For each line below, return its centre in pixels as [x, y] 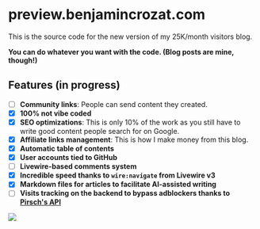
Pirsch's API [40, 202]
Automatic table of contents [67, 149]
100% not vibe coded [55, 113]
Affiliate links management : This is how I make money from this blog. [134, 139]
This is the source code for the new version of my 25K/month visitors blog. [130, 36]
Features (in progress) [64, 85]
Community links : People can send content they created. [113, 104]
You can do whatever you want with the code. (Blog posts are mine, [121, 52]
